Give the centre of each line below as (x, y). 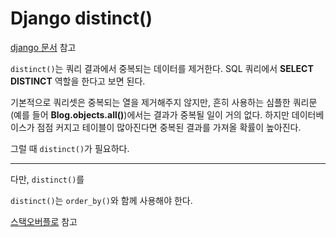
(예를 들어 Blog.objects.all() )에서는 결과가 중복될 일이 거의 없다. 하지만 (150, 114)
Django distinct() (81, 18)
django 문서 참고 (43, 47)
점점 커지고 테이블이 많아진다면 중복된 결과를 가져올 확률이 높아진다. (169, 127)
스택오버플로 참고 (44, 221)
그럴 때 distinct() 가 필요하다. (70, 148)
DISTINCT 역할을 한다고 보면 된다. (78, 81)
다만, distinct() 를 (47, 179)
